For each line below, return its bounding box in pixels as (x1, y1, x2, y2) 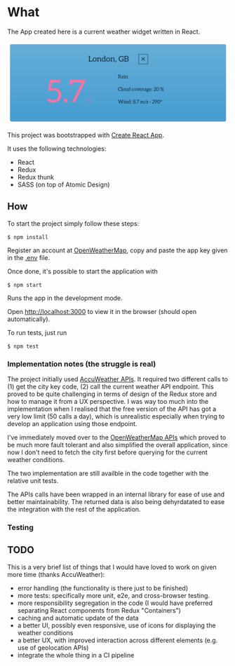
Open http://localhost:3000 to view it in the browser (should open (7, 307, 197, 315)
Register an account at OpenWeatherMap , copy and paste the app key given (7, 246, 228, 254)
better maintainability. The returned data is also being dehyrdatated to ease (7, 498, 225, 506)
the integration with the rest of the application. (7, 505, 142, 514)
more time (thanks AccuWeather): (7, 570, 105, 578)
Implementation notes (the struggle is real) (7, 359, 156, 369)
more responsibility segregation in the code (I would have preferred (17, 599, 213, 607)
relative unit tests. (7, 477, 59, 485)
